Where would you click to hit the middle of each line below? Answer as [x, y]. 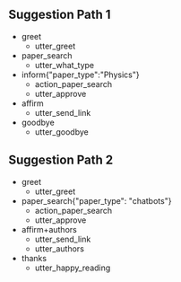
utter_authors [59, 248]
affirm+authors [49, 229]
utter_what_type [65, 65]
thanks [34, 258]
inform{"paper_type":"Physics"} [80, 75]
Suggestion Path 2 [61, 160]
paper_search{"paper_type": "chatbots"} [96, 200]
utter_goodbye [61, 132]
